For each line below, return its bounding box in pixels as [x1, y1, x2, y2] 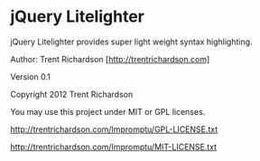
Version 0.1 [10, 71, 51, 82]
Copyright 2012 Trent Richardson [10, 89, 134, 99]
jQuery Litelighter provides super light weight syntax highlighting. [10, 36, 253, 47]
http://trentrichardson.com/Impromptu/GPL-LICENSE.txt [10, 124, 218, 135]
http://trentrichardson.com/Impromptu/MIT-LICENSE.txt [10, 141, 218, 152]
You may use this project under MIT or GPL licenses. [10, 106, 206, 117]
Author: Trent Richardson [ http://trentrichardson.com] [10, 53, 210, 64]
